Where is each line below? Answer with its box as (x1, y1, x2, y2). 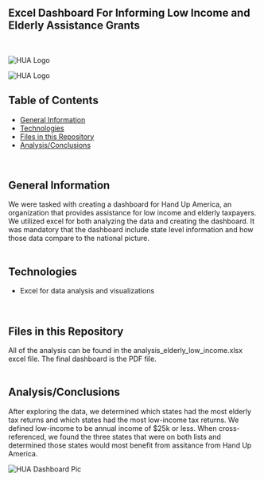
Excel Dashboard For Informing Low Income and (8, 6, 250, 20)
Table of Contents (8, 94, 99, 107)
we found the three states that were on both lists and (48, 432, 221, 441)
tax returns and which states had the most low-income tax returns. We (8, 415, 239, 425)
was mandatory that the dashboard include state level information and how (8, 225, 254, 235)
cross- (218, 423, 240, 433)
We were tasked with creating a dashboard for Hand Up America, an (8, 200, 232, 209)
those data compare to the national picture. (8, 234, 149, 243)
